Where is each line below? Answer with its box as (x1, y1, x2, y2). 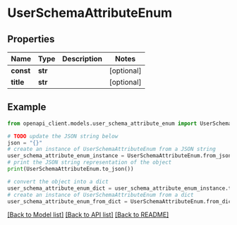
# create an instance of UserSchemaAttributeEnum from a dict (7, 191, 194, 198)
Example (7, 101, 47, 114)
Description (62, 54, 102, 63)
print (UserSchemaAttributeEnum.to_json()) (7, 166, 134, 173)
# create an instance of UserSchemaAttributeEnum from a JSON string (7, 146, 217, 153)
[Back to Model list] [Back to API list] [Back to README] (7, 210, 169, 219)
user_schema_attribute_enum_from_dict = (7, 197, 128, 205)
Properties (7, 33, 55, 45)
